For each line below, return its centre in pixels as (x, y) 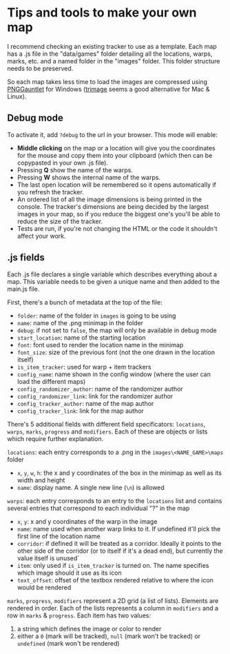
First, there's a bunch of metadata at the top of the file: (85, 302)
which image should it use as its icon (69, 573)
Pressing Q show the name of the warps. (75, 170)
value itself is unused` (48, 558)
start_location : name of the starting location (81, 337)
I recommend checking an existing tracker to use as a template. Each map (112, 46)
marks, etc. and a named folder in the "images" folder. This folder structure (114, 61)
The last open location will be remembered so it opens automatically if (117, 185)
